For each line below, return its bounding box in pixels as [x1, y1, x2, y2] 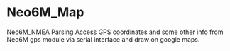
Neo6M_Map [6, 4, 84, 21]
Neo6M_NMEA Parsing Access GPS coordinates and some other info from [6, 28, 224, 36]
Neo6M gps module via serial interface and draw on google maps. [6, 35, 200, 43]
